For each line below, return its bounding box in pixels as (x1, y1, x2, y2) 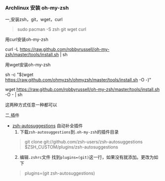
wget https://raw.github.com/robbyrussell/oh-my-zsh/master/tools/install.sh (5, 86, 160, 92)
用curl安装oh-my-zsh (5, 36, 48, 42)
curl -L (5, 46, 19, 52)
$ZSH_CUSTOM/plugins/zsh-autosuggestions (24, 144, 119, 150)
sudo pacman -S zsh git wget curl (17, 26, 86, 33)
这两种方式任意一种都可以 (5, 102, 57, 108)
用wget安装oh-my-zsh (5, 62, 51, 68)
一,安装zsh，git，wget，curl (5, 16, 63, 23)
